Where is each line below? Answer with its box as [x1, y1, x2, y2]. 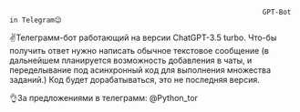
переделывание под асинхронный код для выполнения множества [9, 65, 272, 76]
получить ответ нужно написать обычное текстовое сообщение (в [9, 46, 269, 56]
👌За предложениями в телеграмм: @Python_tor [9, 93, 199, 103]
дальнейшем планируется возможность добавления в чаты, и [9, 55, 253, 66]
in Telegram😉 [9, 15, 62, 25]
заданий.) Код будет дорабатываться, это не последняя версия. [9, 75, 260, 85]
